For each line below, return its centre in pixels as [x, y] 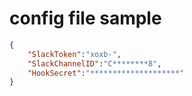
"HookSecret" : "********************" [106, 73]
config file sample [85, 18]
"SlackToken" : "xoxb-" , [74, 54]
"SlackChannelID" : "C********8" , [94, 63]
